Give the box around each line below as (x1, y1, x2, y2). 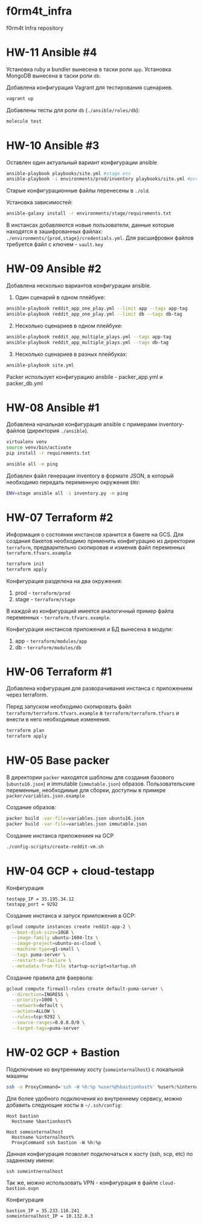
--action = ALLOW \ (11, 1008, 56, 1015)
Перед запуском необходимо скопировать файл (6, 703, 132, 710)
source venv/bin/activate (6, 444, 71, 451)
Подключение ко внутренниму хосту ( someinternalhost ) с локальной (6, 1066, 184, 1073)
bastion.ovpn (6, 1185, 39, 1192)
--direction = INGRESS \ (11, 991, 69, 998)
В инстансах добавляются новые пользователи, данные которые (6, 221, 175, 229)
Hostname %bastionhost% (11, 1118, 71, 1124)
